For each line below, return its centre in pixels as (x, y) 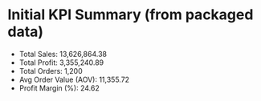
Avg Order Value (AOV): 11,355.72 (74, 79)
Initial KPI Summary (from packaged (130, 15)
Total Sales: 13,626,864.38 (63, 54)
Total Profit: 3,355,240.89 (61, 63)
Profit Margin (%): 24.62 (59, 88)
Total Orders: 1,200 (51, 71)
